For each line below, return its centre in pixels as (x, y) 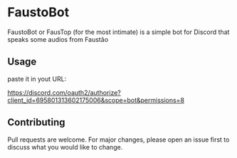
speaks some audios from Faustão (58, 39)
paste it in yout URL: (37, 79)
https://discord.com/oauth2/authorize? (64, 92)
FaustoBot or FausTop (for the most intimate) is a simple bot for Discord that (118, 32)
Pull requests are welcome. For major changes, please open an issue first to (118, 140)
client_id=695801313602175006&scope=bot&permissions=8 (96, 100)
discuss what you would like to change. (65, 147)
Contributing (36, 122)
